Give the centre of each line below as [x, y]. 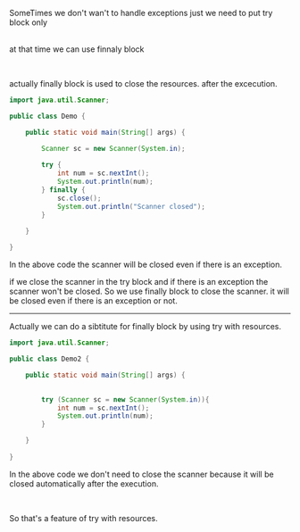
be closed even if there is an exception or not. [94, 301]
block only [28, 22]
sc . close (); [79, 198]
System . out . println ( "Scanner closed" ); [131, 206]
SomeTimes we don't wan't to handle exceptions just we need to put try [141, 13]
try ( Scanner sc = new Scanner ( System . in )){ [125, 399]
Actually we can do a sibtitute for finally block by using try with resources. [146, 327]
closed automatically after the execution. [84, 483]
